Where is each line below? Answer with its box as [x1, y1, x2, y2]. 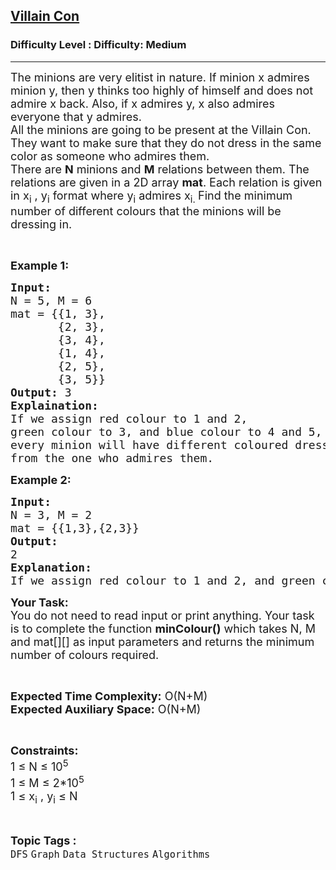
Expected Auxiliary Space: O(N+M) [10, 702, 202, 717]
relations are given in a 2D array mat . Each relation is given [10, 175, 323, 189]
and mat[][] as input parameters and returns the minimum [10, 635, 315, 649]
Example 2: [10, 473, 72, 488]
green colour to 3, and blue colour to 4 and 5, [10, 425, 323, 439]
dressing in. [10, 217, 73, 232]
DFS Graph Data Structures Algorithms [10, 848, 211, 861]
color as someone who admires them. [10, 149, 210, 163]
